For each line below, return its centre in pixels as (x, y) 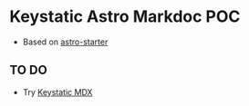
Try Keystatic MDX (57, 92)
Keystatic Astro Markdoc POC (125, 17)
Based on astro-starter (65, 42)
